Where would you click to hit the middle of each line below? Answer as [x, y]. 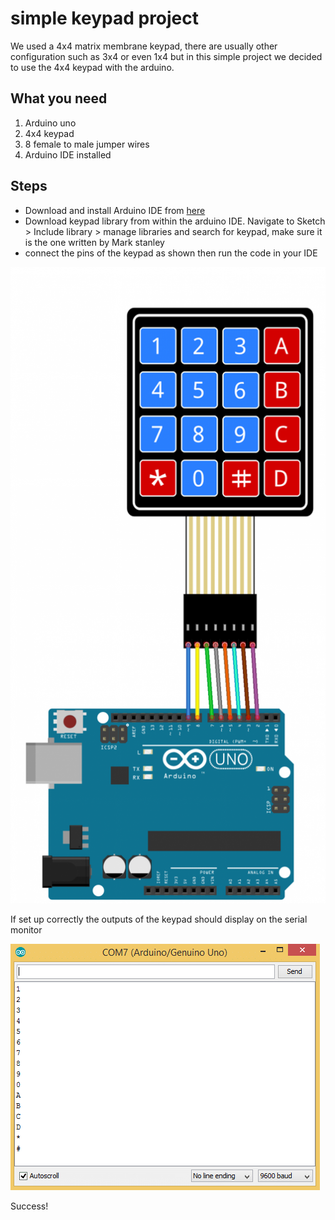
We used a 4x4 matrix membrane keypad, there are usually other [144, 46]
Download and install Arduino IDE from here [115, 210]
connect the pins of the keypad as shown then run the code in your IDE [171, 253]
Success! [29, 1206]
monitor [26, 929]
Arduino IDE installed [68, 154]
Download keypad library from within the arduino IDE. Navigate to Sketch [175, 221]
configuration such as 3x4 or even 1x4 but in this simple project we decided [166, 56]
